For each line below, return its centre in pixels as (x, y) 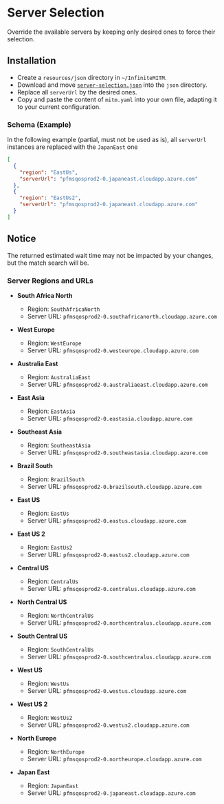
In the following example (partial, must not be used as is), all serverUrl (107, 140)
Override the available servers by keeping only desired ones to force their (111, 32)
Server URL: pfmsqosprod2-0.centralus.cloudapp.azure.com (111, 588)
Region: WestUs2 (50, 717)
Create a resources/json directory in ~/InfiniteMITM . (92, 77)
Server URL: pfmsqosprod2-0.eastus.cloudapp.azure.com (107, 520)
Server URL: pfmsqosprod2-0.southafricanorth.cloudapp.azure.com (122, 316)
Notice (22, 239)
